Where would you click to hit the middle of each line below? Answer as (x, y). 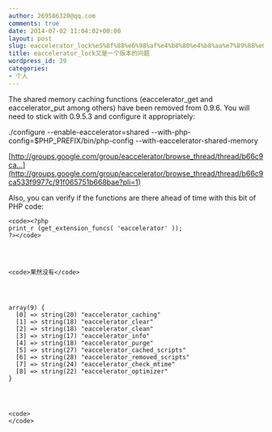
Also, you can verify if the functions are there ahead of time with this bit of (132, 197)
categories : (28, 69)
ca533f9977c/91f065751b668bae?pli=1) (75, 182)
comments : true (34, 23)
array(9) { (27, 307)
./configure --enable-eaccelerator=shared (79, 132)
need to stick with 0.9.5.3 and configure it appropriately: (102, 116)
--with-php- (171, 132)
